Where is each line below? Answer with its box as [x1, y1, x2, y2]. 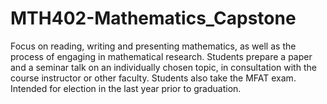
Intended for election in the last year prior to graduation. [10, 82, 242, 94]
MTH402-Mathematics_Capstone [10, 7, 297, 30]
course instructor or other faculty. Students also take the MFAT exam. [10, 72, 297, 84]
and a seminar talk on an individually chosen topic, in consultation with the [10, 61, 317, 73]
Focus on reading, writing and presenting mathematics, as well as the [10, 40, 297, 52]
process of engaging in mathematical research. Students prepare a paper [10, 50, 313, 62]
